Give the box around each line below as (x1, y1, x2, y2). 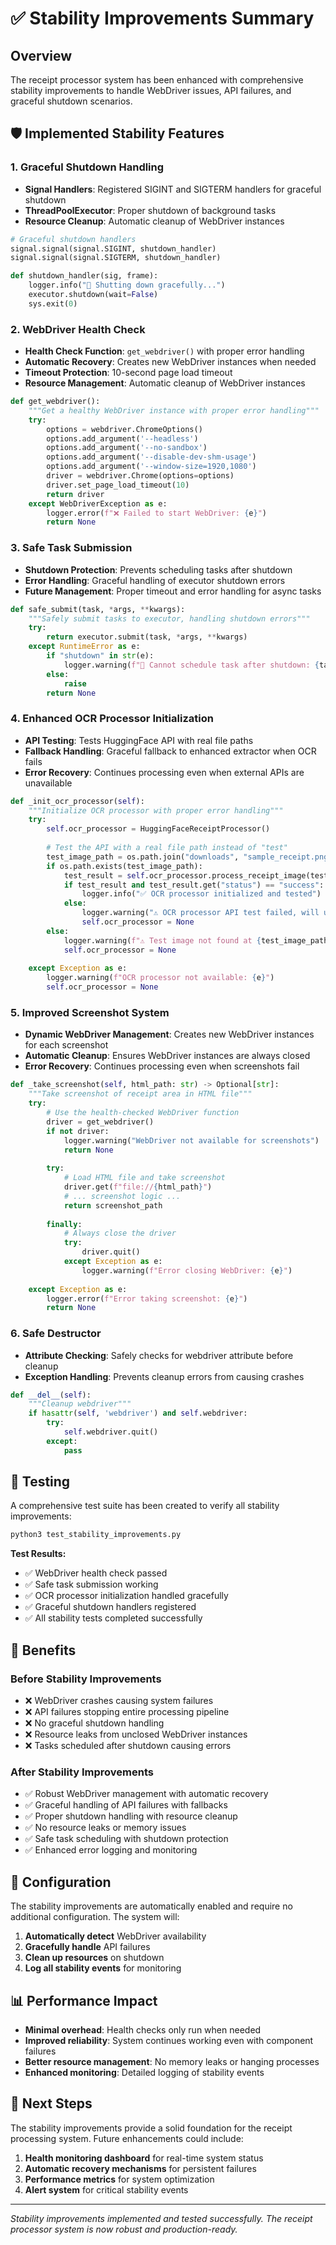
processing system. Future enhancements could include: (10, 2132, 244, 2144)
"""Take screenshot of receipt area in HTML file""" (28, 1089, 253, 1099)
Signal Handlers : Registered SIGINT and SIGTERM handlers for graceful (24, 183, 322, 195)
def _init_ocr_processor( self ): (10, 796, 145, 806)
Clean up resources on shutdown (24, 1952, 165, 1964)
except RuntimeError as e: (28, 642, 141, 652)
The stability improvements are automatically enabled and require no (10, 1900, 293, 1912)
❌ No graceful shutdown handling (24, 1717, 165, 1729)
